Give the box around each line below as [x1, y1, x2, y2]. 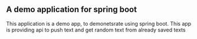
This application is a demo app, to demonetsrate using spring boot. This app [6, 20, 192, 27]
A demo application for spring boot [6, 5, 137, 15]
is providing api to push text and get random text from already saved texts [6, 26, 186, 33]
